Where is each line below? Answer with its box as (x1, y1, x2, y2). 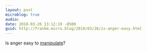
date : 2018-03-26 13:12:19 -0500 (5, 21, 76, 27)
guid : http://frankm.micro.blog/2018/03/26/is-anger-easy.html (5, 26, 142, 31)
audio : (5, 17, 19, 22)
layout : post (5, 7, 33, 13)
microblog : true (5, 12, 40, 17)
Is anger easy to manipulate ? (5, 40, 66, 46)
